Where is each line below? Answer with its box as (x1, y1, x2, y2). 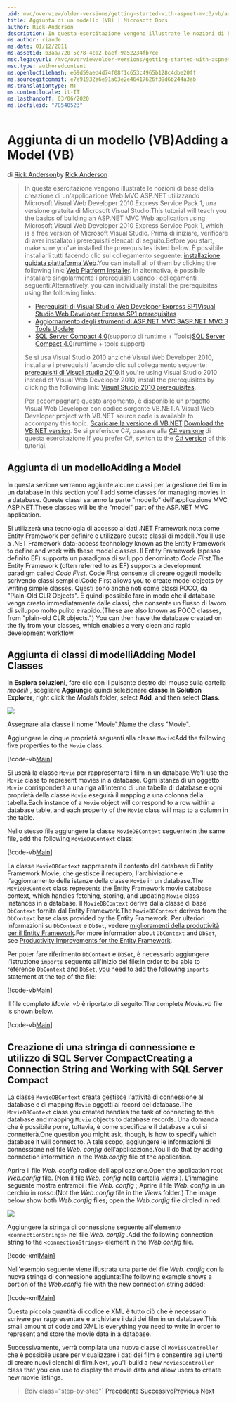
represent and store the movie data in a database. (7, 1330, 152, 1338)
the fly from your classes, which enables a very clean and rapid (7, 621, 191, 629)
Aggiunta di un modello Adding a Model (7, 462, 181, 474)
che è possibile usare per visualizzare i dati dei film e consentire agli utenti (7, 1351, 223, 1359)
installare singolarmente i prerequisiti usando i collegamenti (24, 274, 197, 282)
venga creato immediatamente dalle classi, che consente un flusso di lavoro (7, 598, 227, 607)
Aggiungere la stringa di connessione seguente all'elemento (7, 1223, 181, 1231)
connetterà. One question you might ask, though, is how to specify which (7, 1130, 217, 1139)
